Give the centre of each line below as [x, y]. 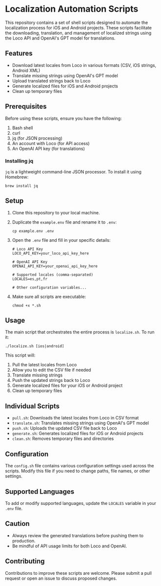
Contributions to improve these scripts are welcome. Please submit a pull [79, 573]
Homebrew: [17, 177]
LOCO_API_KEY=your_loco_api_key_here [50, 253]
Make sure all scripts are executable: [49, 296]
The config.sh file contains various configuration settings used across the [80, 466]
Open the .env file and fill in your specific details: [61, 240]
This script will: [20, 356]
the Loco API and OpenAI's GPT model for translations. [60, 38]
